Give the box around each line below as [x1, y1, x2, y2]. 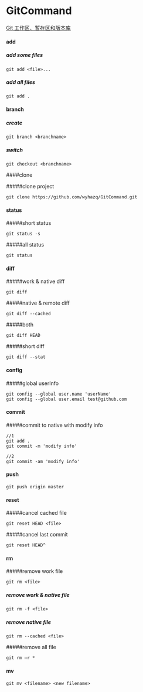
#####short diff [6, 343, 45, 350]
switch [6, 146, 23, 153]
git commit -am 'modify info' [6, 458, 80, 464]
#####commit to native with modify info [6, 421, 103, 428]
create [6, 119, 22, 126]
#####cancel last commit [6, 531, 69, 538]
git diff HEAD [6, 333, 41, 339]
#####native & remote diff [6, 299, 70, 306]
